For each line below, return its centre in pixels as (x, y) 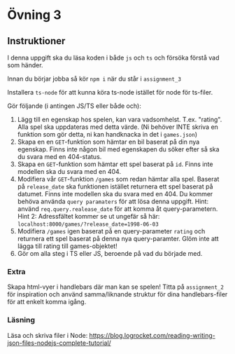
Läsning (21, 320)
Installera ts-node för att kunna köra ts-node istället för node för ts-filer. (110, 92)
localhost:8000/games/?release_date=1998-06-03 (88, 224)
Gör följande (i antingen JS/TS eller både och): (74, 106)
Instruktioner (36, 41)
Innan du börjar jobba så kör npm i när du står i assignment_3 (94, 79)
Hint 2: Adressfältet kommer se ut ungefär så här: (88, 216)
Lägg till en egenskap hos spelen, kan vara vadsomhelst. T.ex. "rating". (120, 120)
